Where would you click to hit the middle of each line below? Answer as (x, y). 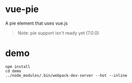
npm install (18, 66)
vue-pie (22, 9)
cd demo (13, 71)
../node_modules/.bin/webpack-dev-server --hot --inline (66, 75)
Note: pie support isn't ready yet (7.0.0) (58, 33)
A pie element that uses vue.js (37, 23)
